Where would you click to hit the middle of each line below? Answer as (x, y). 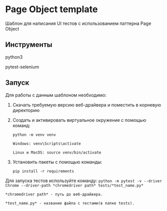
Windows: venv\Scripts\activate (47, 144)
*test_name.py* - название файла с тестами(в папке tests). (70, 203)
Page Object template (52, 9)
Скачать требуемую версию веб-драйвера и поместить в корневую (87, 104)
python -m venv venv (34, 135)
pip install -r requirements (43, 171)
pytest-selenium (22, 66)
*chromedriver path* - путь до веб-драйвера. (54, 194)
